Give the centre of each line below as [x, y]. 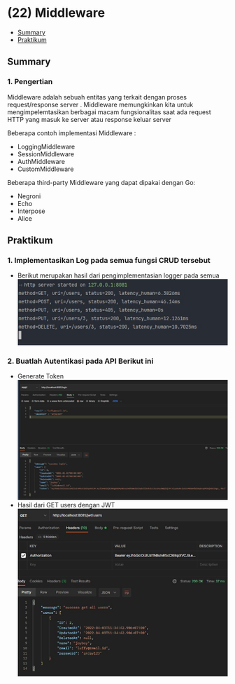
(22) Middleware [56, 13]
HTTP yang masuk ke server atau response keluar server [89, 119]
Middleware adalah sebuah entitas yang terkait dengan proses [97, 97]
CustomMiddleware [45, 169]
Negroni [29, 196]
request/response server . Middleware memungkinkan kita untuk [100, 104]
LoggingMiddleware [46, 146]
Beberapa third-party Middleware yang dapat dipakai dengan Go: [101, 182]
